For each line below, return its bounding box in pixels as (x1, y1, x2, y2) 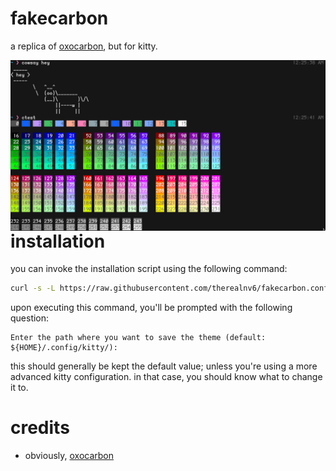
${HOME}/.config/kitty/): (10, 343, 118, 353)
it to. (10, 382, 29, 394)
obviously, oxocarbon (24, 450, 115, 462)
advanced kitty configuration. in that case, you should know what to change (10, 371, 323, 383)
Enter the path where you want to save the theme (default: (10, 333, 267, 343)
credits (10, 417, 70, 439)
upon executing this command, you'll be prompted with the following (10, 302, 293, 314)
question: (10, 312, 50, 324)
